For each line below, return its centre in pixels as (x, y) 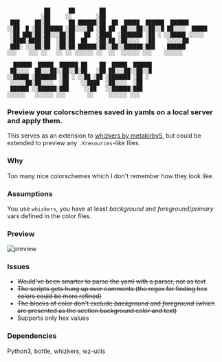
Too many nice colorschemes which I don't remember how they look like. (111, 175)
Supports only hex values (53, 318)
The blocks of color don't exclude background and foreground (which (116, 304)
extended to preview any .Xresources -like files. (74, 143)
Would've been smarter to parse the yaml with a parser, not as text (111, 281)
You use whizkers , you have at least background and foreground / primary (111, 209)
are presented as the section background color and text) (97, 311)
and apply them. (35, 120)
